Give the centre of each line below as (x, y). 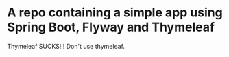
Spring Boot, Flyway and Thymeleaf (111, 27)
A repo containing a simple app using (115, 13)
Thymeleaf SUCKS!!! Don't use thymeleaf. (66, 46)
